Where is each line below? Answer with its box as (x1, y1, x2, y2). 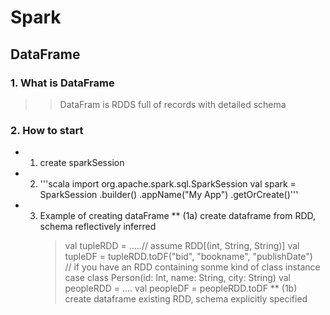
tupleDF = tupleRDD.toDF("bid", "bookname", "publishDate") (64, 251, 313, 263)
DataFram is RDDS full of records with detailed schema (59, 98, 287, 110)
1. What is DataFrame (10, 76, 115, 90)
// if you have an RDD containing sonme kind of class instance (64, 261, 321, 273)
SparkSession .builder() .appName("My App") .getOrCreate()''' (39, 189, 299, 201)
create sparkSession (39, 157, 125, 169)
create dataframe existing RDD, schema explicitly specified (64, 293, 308, 305)
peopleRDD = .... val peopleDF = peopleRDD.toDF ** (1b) (64, 282, 298, 295)
